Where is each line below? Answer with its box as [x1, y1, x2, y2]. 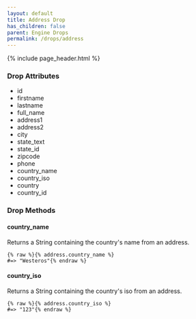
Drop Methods [7, 206, 56, 216]
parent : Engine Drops [7, 29, 69, 36]
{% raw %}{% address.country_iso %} [7, 300, 111, 307]
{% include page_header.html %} [7, 54, 100, 62]
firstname [16, 94, 44, 103]
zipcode [16, 152, 40, 161]
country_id [16, 189, 47, 197]
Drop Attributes [7, 71, 60, 81]
